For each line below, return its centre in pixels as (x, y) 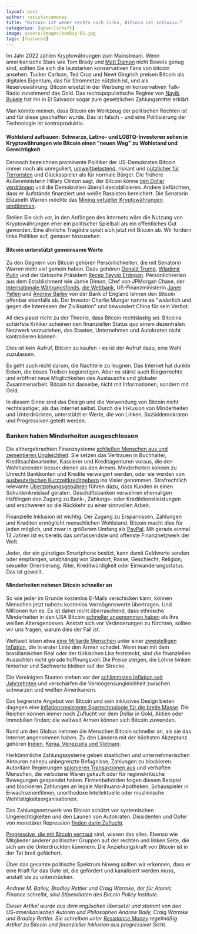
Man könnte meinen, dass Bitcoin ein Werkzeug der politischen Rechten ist (96, 111)
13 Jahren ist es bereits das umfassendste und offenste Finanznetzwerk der (98, 535)
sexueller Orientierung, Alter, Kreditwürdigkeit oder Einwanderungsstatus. (95, 565)
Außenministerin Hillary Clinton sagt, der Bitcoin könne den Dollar (85, 181)
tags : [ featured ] (27, 39)
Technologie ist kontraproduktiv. (45, 123)
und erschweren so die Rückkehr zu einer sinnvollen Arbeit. (78, 505)
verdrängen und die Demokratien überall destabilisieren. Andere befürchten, (98, 187)
